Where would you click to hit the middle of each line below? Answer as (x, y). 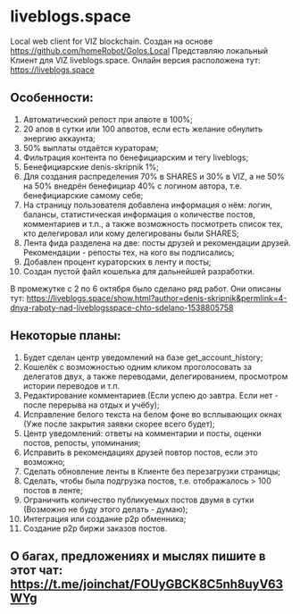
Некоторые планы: (66, 336)
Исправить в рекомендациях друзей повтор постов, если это (140, 452)
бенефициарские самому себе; (83, 195)
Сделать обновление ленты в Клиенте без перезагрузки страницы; (151, 471)
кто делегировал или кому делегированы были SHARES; (131, 233)
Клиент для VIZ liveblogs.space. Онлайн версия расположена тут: (135, 60)
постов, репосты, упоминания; (82, 442)
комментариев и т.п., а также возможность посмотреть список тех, (153, 223)
